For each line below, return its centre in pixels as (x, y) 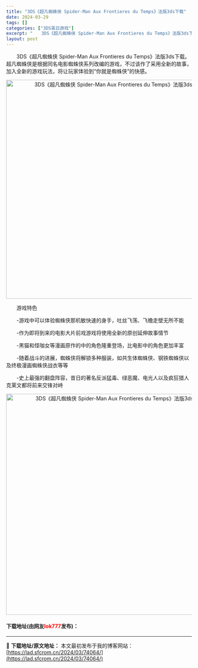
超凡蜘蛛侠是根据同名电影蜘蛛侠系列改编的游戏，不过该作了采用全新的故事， (99, 64)
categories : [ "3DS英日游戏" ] (40, 28)
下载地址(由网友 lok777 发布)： (42, 626)
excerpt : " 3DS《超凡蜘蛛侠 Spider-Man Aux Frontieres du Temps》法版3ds (98, 34)
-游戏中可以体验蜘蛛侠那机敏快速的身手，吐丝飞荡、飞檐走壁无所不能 (100, 320)
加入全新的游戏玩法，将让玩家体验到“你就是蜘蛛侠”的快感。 (78, 71)
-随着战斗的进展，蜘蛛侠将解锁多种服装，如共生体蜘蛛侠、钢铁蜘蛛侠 (100, 358)
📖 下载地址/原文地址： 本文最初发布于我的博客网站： (70, 646)
